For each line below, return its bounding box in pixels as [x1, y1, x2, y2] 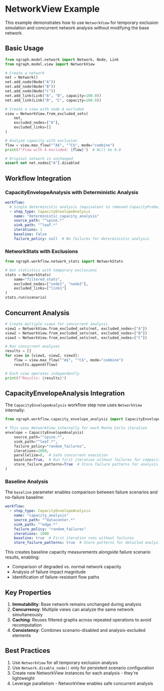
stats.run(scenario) [5, 295, 47, 300]
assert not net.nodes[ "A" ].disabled [5, 160, 80, 166]
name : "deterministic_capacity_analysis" [14, 214, 99, 219]
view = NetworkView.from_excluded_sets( [5, 111, 89, 116]
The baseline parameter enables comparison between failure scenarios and [5, 489, 158, 495]
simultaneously [12, 611, 43, 617]
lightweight [12, 675, 35, 681]
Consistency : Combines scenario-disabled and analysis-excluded [12, 627, 145, 633]
